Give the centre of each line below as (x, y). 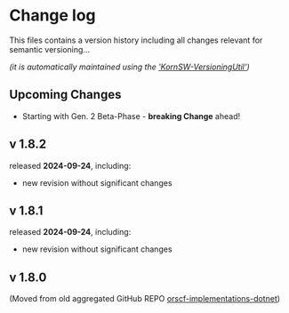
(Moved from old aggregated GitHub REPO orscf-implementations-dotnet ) (145, 299)
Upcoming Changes (65, 95)
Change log (52, 16)
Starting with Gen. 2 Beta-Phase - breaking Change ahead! (131, 116)
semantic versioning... (50, 49)
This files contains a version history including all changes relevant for (136, 40)
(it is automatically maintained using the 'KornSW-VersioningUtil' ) (130, 67)
